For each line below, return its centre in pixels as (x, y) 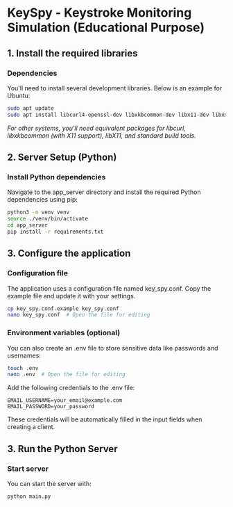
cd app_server (28, 225)
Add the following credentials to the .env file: (71, 388)
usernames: (24, 355)
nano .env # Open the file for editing (67, 375)
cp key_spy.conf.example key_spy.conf (63, 308)
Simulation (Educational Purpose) (106, 27)
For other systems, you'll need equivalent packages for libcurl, (96, 128)
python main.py (29, 496)
